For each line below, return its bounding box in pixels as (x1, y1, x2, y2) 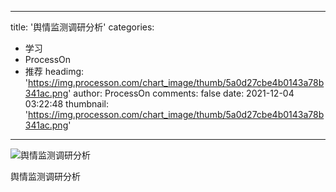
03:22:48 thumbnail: (24, 98, 109, 110)
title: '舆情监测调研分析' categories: (10, 21, 155, 33)
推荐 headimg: (24, 66, 85, 77)
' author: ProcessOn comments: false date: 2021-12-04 (68, 87, 295, 99)
